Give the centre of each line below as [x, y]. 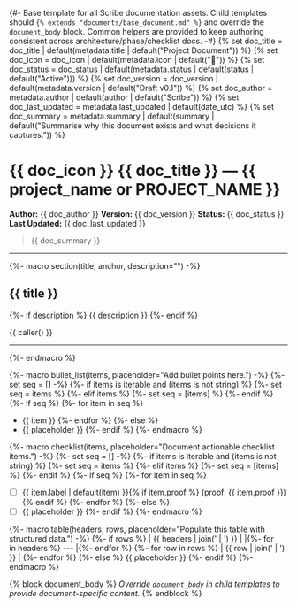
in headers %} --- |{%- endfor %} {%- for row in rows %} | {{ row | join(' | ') [147, 548]
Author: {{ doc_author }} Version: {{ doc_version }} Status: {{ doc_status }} [147, 214]
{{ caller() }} [31, 332]
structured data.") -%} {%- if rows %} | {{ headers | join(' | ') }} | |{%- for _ [145, 538]
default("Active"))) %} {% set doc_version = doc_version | [114, 78]
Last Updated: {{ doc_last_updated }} [77, 223]
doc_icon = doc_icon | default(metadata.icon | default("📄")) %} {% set [137, 60]
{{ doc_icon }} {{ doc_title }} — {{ [133, 171]
